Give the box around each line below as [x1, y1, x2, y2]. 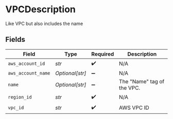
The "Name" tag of [119, 78, 165, 85]
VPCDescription [5, 4, 76, 15]
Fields [5, 35, 26, 44]
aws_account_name [8, 70, 50, 76]
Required [91, 50, 114, 57]
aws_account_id [8, 61, 45, 67]
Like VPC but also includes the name [5, 20, 83, 27]
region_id [8, 94, 32, 100]
